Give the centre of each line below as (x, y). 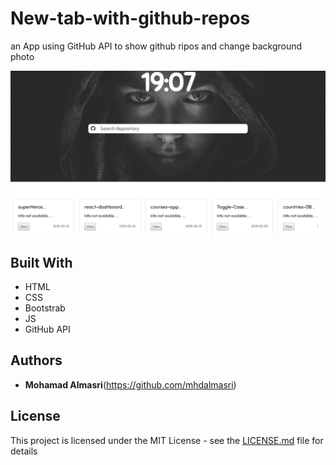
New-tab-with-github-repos (130, 18)
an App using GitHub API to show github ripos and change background (156, 46)
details (24, 451)
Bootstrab (45, 308)
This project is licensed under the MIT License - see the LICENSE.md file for (167, 440)
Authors (36, 360)
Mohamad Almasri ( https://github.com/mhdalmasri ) (130, 384)
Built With (41, 262)
